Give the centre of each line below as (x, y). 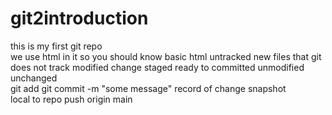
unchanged (34, 78)
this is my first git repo (56, 46)
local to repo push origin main (71, 99)
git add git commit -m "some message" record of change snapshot (148, 88)
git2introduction (79, 18)
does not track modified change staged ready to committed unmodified (157, 67)
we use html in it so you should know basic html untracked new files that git (166, 56)
